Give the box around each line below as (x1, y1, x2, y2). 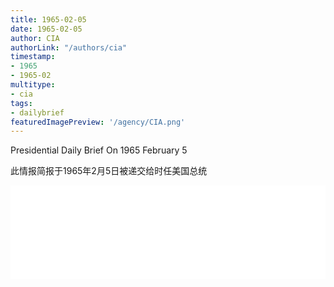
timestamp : (10, 52, 56, 62)
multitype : (10, 80, 56, 90)
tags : (10, 98, 33, 108)
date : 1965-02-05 (10, 24, 83, 34)
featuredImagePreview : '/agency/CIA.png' (10, 117, 186, 127)
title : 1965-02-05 (10, 14, 87, 25)
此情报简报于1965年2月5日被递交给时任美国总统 (10, 165, 208, 177)
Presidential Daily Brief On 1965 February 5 (10, 144, 188, 156)
